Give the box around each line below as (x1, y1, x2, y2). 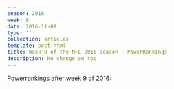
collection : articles (7, 36, 69, 43)
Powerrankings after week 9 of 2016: (7, 74, 111, 82)
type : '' (7, 29, 32, 37)
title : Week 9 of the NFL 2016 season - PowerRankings (7, 49, 168, 56)
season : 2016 (7, 10, 45, 17)
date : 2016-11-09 (7, 23, 57, 30)
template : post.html (7, 42, 67, 49)
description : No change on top (7, 55, 97, 62)
